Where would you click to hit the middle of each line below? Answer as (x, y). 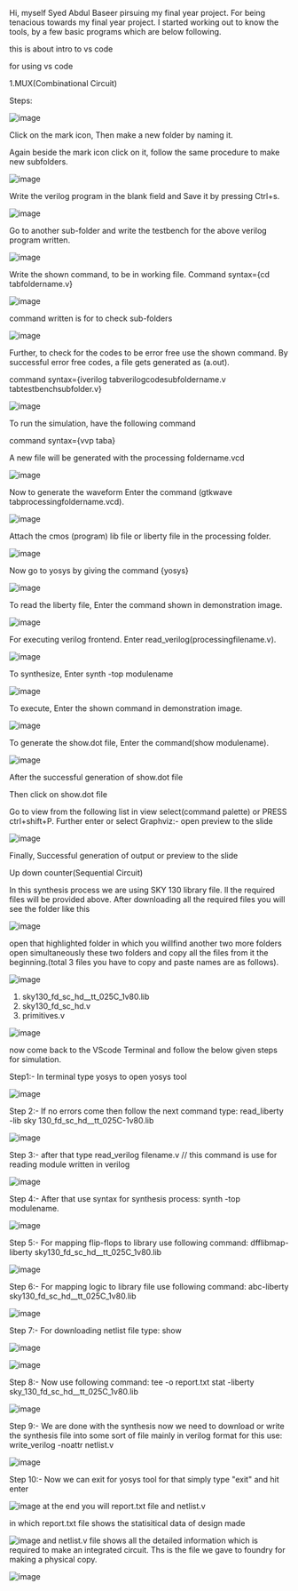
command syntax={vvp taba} (63, 440)
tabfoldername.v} (41, 284)
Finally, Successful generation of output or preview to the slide (124, 855)
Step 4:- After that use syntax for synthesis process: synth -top (125, 1199)
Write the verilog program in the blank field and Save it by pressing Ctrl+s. (145, 196)
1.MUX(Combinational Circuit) (63, 83)
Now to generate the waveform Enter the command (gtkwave (121, 492)
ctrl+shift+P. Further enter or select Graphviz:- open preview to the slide (141, 821)
